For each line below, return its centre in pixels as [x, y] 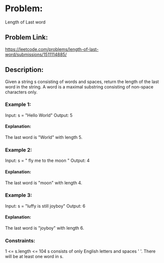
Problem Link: [26, 37]
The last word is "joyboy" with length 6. [45, 228]
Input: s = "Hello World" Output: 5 [39, 115]
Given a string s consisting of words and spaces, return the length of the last [82, 82]
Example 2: [19, 150]
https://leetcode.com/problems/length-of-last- [52, 49]
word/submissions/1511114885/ [36, 54]
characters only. [21, 92]
